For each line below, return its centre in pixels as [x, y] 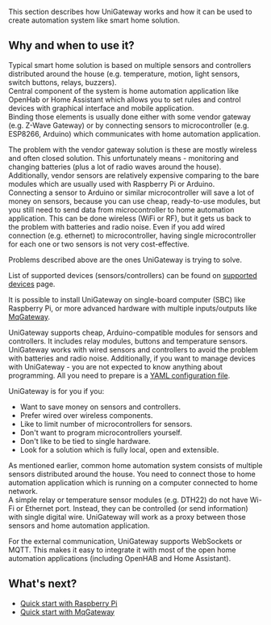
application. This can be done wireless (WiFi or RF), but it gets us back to [130, 218]
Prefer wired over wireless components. [86, 415]
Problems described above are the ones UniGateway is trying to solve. [125, 260]
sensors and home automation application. [79, 526]
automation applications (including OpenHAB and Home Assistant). [120, 558]
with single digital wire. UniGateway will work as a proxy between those [127, 517]
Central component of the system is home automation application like [124, 91]
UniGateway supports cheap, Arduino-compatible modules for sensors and [133, 332]
